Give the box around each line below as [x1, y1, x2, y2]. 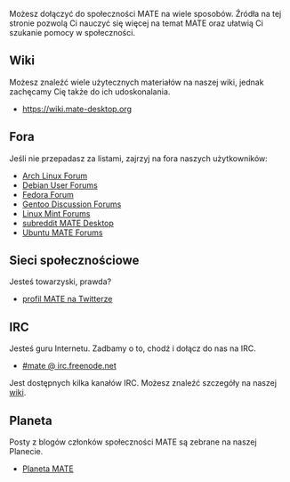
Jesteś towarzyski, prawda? [9, 276, 112, 287]
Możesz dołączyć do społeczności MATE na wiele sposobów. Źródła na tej [9, 9, 282, 19]
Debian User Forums [21, 179, 98, 191]
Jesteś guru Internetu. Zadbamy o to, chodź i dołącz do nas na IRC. [9, 343, 256, 354]
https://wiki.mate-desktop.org [21, 103, 132, 114]
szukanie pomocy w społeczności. [9, 28, 136, 37]
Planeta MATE [21, 463, 74, 474]
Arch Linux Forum [21, 170, 88, 181]
